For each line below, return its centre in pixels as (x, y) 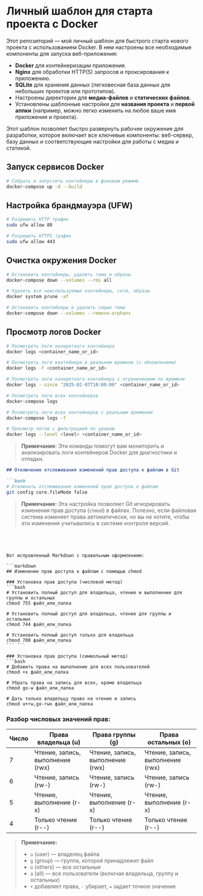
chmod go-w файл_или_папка (40, 688)
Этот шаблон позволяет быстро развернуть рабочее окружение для (95, 128)
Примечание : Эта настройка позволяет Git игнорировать (95, 503)
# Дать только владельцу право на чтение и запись (71, 699)
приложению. (33, 78)
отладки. (32, 459)
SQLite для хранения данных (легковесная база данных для (93, 85)
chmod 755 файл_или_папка (39, 603)
